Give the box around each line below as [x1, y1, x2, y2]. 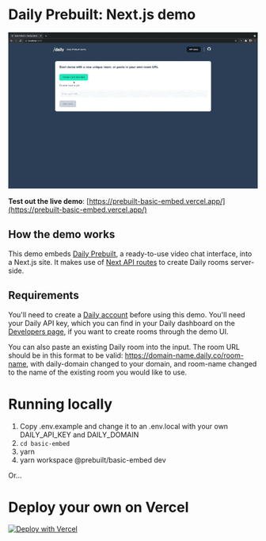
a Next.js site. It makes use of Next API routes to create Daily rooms [8, 257, 229, 267]
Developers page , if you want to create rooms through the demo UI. [8, 327, 229, 336]
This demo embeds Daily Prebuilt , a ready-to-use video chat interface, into [8, 248, 253, 259]
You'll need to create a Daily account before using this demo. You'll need [8, 309, 245, 319]
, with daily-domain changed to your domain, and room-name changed [26, 359, 257, 368]
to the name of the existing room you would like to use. [8, 367, 188, 377]
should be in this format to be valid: [8, 351, 123, 360]
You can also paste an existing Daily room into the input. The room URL [8, 342, 240, 351]
